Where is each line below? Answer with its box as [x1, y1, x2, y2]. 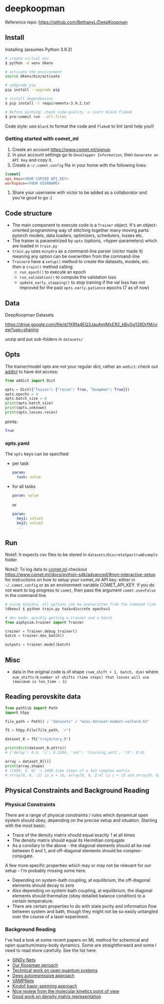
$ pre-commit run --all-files [5, 114, 67, 119]
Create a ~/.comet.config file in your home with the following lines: [12, 162, 147, 168]
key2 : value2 [17, 520, 43, 525]
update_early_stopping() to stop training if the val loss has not [19, 279, 145, 285]
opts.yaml [5, 440, 30, 447]
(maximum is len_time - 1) [12, 679, 67, 684]
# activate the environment [5, 69, 62, 74]
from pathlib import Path [5, 706, 58, 710]
